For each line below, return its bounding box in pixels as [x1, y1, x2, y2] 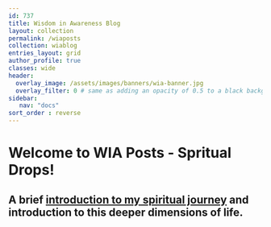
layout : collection [8, 27, 74, 35]
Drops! [8, 161, 55, 180]
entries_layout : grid [8, 49, 81, 57]
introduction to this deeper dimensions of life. [8, 205, 244, 219]
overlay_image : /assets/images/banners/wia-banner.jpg [15, 79, 204, 87]
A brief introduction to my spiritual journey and [8, 192, 249, 206]
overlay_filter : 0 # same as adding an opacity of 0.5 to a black [15, 86, 244, 95]
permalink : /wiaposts [8, 34, 81, 43]
